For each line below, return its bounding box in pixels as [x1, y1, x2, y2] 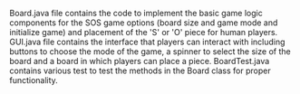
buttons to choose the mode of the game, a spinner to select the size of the [9, 46, 292, 57]
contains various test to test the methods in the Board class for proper [9, 65, 271, 76]
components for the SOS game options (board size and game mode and [9, 17, 278, 28]
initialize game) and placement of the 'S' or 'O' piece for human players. [9, 27, 278, 37]
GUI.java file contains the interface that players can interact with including [9, 36, 285, 47]
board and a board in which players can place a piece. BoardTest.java [9, 56, 270, 66]
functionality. [9, 75, 59, 85]
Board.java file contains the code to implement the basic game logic [9, 8, 263, 18]
